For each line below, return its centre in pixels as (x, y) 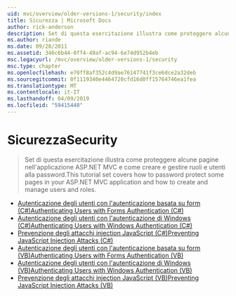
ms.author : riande (34, 40)
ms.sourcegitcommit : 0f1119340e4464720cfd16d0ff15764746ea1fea (102, 79)
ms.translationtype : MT (42, 86)
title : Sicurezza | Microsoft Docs (59, 20)
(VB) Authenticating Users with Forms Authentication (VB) (100, 255)
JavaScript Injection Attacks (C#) (65, 240)
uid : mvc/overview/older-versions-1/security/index (84, 14)
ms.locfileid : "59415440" (45, 105)
